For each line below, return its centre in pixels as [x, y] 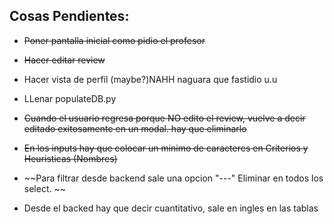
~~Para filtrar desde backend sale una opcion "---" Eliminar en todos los [173, 178]
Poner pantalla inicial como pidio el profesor [114, 40]
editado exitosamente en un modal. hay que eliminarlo [135, 128]
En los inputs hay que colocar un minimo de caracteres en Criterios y [166, 148]
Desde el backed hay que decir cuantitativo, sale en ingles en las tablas [171, 208]
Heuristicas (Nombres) [70, 158]
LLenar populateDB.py [70, 98]
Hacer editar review [64, 60]
